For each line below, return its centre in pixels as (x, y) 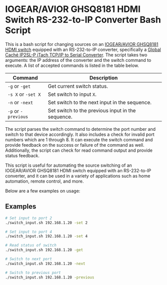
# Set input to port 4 (29, 232)
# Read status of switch (31, 246)
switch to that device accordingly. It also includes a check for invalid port (80, 134)
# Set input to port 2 (29, 218)
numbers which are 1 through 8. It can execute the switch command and (79, 140)
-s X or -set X (24, 94)
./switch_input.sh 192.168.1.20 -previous (50, 277)
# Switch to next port (29, 259)
